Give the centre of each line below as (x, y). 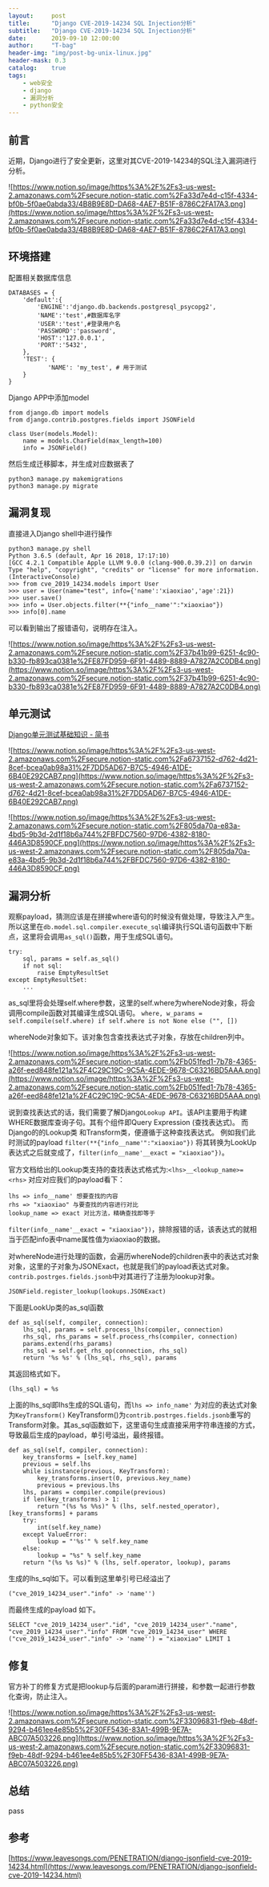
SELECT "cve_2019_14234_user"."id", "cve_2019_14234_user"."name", (123, 1625)
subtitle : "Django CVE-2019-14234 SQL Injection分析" (102, 31)
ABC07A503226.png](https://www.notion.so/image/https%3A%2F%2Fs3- (131, 1738)
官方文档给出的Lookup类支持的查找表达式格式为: (88, 1170)
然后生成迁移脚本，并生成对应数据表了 (71, 463)
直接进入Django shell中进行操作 (60, 533)
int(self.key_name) (70, 1528)
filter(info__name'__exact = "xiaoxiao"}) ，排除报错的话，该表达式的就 (129, 1229)
